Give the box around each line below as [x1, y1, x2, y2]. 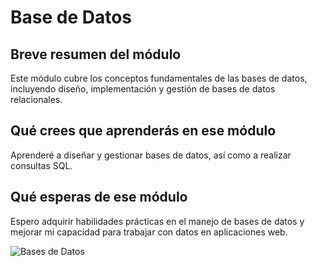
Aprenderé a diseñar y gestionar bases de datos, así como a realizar [10, 149, 292, 161]
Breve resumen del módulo [10, 46, 182, 63]
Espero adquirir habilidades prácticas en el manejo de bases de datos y [10, 215, 305, 227]
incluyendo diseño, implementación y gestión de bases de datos [10, 83, 276, 95]
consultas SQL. [10, 159, 73, 171]
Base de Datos [10, 6, 133, 29]
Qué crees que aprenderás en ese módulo [10, 122, 277, 140]
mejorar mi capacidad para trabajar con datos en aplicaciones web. [10, 226, 288, 238]
